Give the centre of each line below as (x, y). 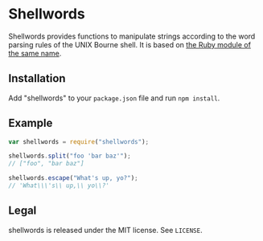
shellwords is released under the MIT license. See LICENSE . (105, 230)
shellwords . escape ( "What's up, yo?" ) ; (73, 178)
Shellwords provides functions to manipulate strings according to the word (132, 36)
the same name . (35, 53)
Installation (37, 78)
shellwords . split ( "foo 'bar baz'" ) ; (70, 156)
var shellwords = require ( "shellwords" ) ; (79, 141)
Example (31, 123)
